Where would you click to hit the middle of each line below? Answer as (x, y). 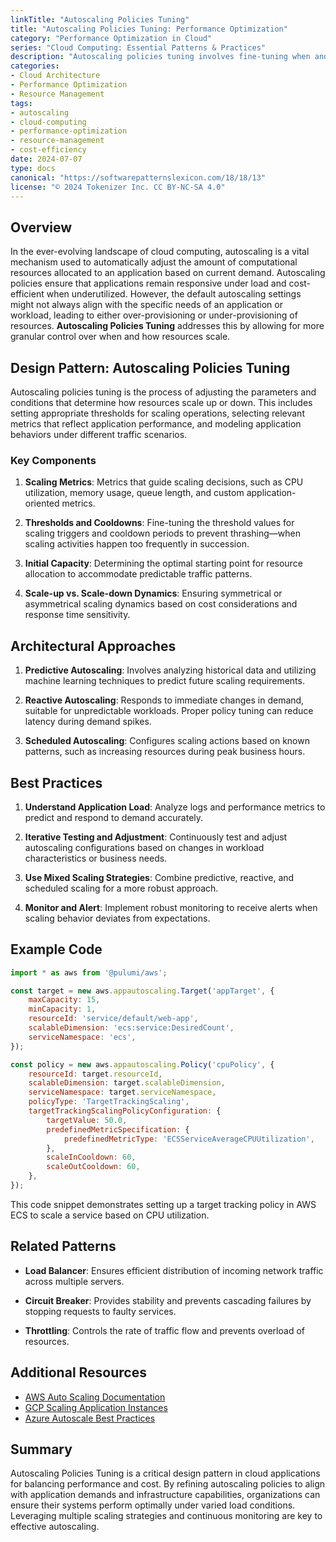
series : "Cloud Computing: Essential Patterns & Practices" (138, 47)
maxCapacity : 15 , (64, 1000)
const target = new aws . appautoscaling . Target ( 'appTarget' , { (142, 991)
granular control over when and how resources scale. (120, 337)
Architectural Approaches (93, 646)
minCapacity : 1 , (62, 1009)
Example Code (56, 949)
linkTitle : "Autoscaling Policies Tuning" (100, 19)
